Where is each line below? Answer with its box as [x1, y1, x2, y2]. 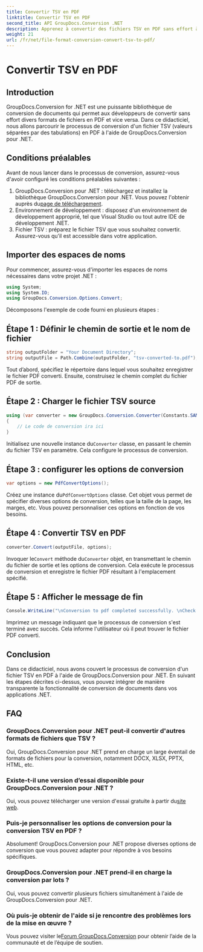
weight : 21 [6, 31, 34, 38]
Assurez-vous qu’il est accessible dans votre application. [14, 232, 158, 239]
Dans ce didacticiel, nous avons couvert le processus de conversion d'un [6, 666, 188, 672]
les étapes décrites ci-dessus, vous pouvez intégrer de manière [6, 678, 165, 685]
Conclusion [6, 649, 51, 659]
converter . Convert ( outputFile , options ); [6, 544, 112, 550]
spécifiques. [6, 853, 37, 861]
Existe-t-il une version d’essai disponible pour [6, 776, 144, 784]
